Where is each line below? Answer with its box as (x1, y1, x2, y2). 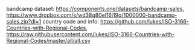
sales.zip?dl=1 (6, 18, 41, 25)
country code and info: (42, 18, 100, 25)
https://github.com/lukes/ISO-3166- (100, 18, 189, 25)
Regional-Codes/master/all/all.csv (6, 37, 91, 44)
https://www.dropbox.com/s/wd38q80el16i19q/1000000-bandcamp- (6, 11, 177, 19)
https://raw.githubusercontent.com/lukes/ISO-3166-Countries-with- (6, 31, 175, 38)
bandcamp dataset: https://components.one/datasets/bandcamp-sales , (6, 5, 185, 12)
